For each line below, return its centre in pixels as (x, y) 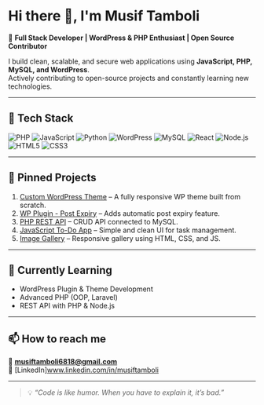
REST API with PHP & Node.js (67, 306)
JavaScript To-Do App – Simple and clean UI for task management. (128, 230)
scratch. (33, 205)
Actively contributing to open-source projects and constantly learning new (128, 78)
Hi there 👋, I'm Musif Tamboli (104, 16)
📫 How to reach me (57, 339)
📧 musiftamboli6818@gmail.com (63, 362)
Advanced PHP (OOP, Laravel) (68, 297)
